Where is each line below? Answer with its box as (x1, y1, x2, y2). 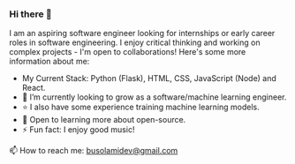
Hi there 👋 (9, 8, 53, 20)
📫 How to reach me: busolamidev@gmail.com (9, 145, 178, 156)
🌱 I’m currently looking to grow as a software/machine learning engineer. (21, 92, 287, 102)
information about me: (9, 56, 90, 67)
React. (21, 83, 46, 93)
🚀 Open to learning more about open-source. (21, 115, 186, 125)
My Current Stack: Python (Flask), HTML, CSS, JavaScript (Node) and (21, 73, 276, 84)
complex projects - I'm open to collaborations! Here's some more (9, 47, 246, 57)
